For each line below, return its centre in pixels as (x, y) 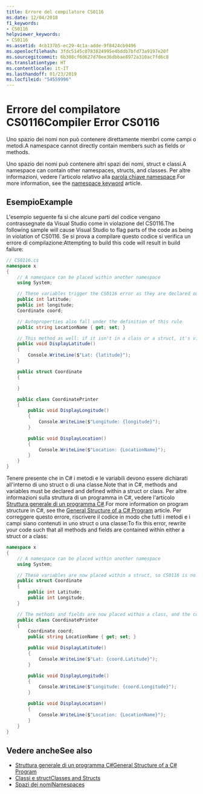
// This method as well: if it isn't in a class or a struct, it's (104, 338)
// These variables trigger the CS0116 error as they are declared (104, 294)
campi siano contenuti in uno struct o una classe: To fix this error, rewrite (96, 523)
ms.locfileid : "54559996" (39, 79)
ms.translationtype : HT (36, 62)
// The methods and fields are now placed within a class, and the (104, 614)
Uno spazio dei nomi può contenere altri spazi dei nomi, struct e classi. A (96, 164)
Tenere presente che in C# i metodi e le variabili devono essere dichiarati (97, 478)
